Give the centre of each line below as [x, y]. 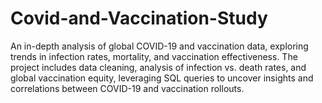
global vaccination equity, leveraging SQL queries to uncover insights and [162, 78]
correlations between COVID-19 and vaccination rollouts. [127, 88]
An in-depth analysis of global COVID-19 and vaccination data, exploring [159, 46]
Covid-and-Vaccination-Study [139, 18]
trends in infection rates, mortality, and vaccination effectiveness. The [154, 56]
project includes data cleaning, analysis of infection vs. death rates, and [158, 67]
